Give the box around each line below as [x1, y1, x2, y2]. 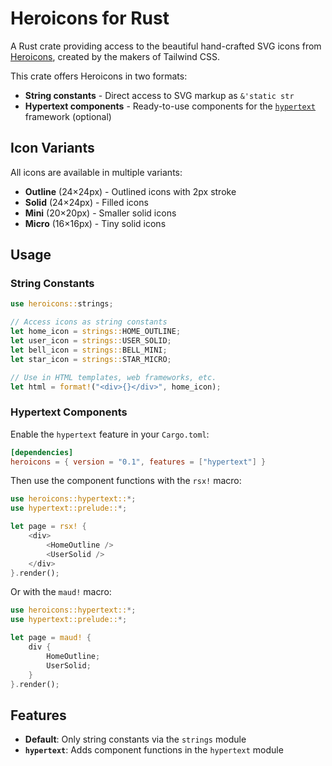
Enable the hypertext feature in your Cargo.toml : [10, 428, 210, 440]
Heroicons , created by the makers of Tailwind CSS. [10, 50, 221, 62]
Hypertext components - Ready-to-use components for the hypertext [24, 100, 317, 112]
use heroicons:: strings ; [10, 299, 114, 309]
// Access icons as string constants [10, 317, 168, 327]
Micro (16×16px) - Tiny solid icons [24, 217, 167, 229]
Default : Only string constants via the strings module [24, 733, 247, 746]
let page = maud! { [10, 633, 92, 643]
